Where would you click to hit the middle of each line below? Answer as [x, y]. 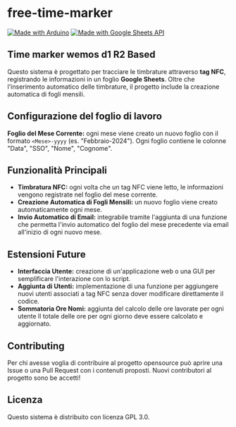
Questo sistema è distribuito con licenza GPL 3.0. [79, 416]
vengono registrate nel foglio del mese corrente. [87, 194]
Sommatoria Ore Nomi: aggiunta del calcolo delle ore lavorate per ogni [120, 309]
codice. [29, 302]
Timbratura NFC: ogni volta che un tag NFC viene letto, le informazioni [120, 187]
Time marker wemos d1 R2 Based [82, 55]
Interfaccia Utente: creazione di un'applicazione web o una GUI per [116, 271]
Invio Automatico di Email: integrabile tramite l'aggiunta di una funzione [122, 217]
